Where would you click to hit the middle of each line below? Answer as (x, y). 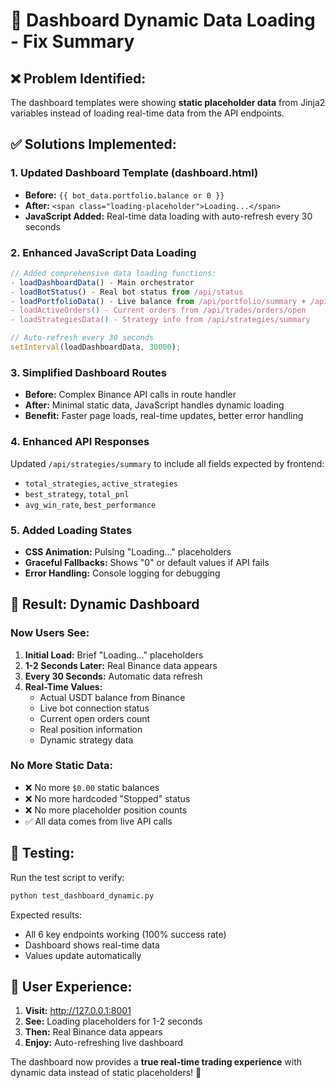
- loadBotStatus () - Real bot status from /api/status (127, 292)
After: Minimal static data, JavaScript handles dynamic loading (154, 405)
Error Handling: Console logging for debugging (122, 573)
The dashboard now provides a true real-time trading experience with (156, 1062)
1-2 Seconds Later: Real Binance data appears (121, 665)
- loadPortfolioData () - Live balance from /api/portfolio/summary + (158, 301)
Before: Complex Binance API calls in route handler (130, 395)
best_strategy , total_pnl (77, 493)
